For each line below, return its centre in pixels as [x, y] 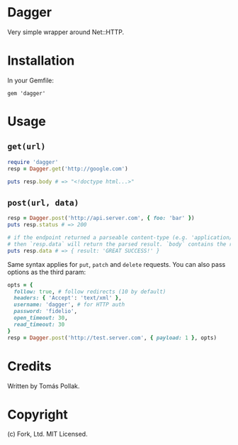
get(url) [27, 147]
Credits [29, 366]
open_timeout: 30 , [41, 318]
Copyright [38, 414]
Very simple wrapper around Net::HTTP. [66, 32]
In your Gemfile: [31, 80]
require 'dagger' [33, 162]
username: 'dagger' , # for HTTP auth [69, 305]
